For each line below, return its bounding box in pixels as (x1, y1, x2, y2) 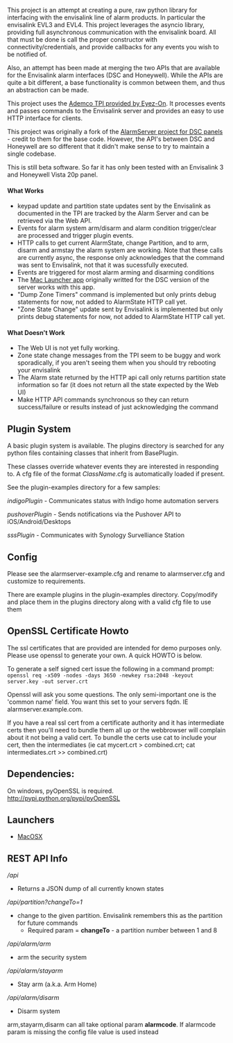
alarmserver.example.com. (7, 705, 83, 713)
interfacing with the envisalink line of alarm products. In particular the (7, 13, 206, 22)
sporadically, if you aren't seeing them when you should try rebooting (17, 359, 216, 367)
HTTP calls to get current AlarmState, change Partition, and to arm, (17, 239, 209, 247)
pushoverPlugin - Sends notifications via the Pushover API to (7, 510, 182, 518)
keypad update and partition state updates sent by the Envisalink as (17, 202, 212, 211)
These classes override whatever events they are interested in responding (7, 462, 219, 471)
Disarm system (17, 1007, 60, 1015)
